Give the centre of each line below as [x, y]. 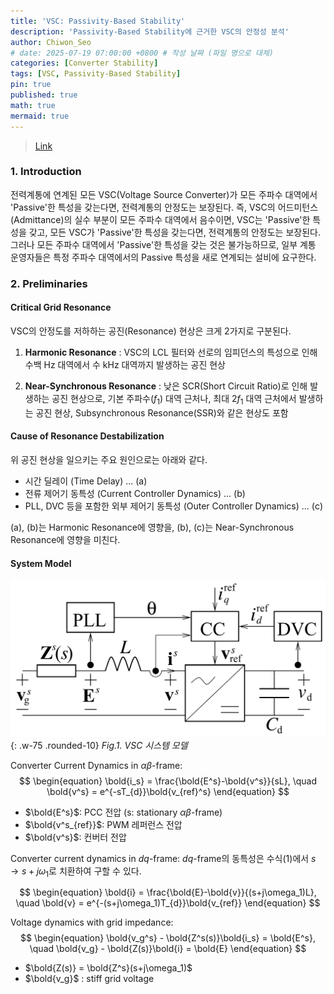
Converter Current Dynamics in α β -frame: [96, 765]
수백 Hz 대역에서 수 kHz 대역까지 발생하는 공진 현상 [125, 364]
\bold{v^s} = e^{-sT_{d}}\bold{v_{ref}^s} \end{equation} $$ [168, 791]
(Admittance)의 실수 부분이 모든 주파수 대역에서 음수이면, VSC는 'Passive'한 [160, 219]
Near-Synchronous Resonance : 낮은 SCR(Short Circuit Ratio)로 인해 [166, 386]
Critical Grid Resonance [61, 307]
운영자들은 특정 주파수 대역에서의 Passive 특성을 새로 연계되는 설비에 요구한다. [163, 257]
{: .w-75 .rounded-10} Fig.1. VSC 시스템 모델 [99, 745]
